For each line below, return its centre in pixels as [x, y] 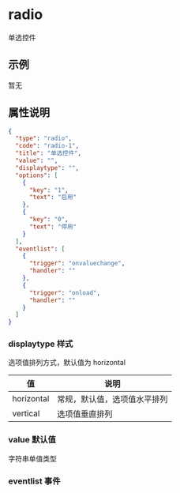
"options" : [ [37, 175]
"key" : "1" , [49, 190]
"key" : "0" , [49, 220]
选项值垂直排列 [84, 414]
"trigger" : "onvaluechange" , [77, 263]
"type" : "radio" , [44, 139]
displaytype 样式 [41, 344]
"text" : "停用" [53, 227]
